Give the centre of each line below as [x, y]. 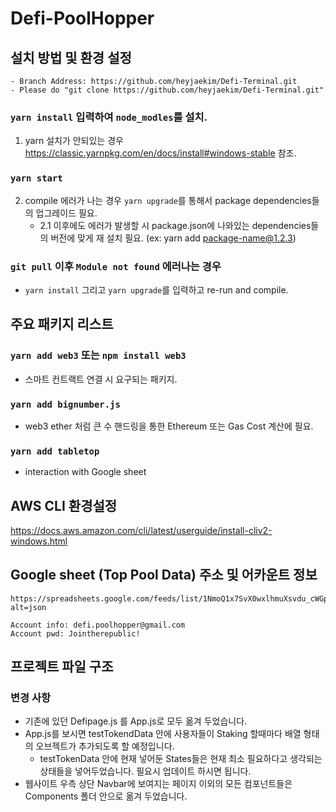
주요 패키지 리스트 [62, 324]
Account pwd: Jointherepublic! [75, 633]
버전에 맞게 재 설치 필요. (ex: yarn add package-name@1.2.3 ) [173, 238]
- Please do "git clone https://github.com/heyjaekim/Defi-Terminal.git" [167, 90]
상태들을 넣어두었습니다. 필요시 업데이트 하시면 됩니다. [145, 771]
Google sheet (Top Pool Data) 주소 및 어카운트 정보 [164, 575]
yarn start [36, 178]
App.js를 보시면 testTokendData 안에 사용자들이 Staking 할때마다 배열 [163, 734]
